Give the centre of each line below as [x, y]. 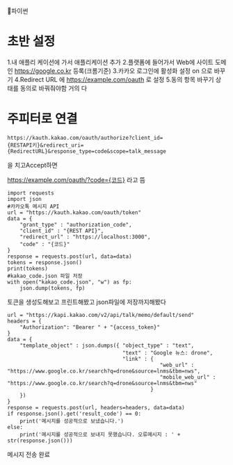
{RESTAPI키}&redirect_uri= [46, 145]
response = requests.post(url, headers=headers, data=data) [96, 407]
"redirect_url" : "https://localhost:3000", [85, 237]
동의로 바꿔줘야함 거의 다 [54, 88]
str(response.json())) [40, 441]
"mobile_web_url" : [188, 377]
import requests [31, 193]
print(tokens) [28, 268]
